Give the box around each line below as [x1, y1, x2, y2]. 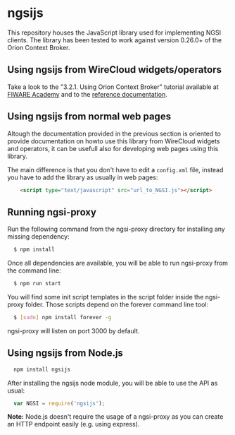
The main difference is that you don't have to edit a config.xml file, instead [7, 165, 224, 174]
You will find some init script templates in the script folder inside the [7, 293, 204, 301]
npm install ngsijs [13, 366, 71, 373]
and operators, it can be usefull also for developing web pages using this [7, 144, 219, 153]
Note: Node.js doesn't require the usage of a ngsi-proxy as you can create [7, 412, 224, 421]
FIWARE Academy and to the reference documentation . [7, 90, 167, 98]
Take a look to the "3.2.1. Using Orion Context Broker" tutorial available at [7, 83, 220, 91]
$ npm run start [13, 280, 61, 287]
